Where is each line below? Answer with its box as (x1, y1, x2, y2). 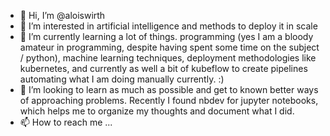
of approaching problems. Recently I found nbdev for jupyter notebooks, (19, 95, 319, 106)
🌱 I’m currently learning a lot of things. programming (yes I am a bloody (19, 31, 314, 42)
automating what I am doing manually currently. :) (19, 73, 225, 85)
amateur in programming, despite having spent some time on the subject (19, 41, 320, 53)
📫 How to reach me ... (19, 116, 113, 128)
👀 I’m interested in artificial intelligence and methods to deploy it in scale (19, 20, 318, 32)
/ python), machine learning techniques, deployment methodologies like (19, 52, 317, 64)
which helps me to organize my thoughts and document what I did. (19, 105, 295, 117)
